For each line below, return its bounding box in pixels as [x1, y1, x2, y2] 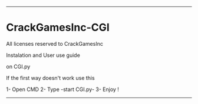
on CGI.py [6, 63, 31, 70]
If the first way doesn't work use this [6, 74, 95, 81]
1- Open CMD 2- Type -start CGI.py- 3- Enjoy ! [6, 86, 120, 93]
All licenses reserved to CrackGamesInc [6, 40, 103, 47]
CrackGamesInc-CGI [6, 21, 110, 34]
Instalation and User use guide [6, 51, 81, 59]
